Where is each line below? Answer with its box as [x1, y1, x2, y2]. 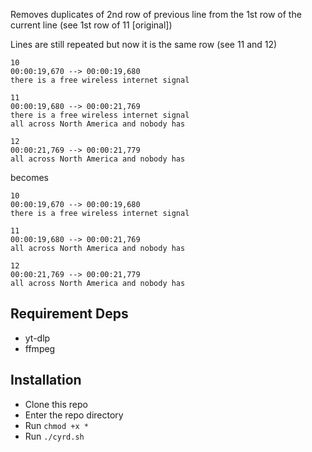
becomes [10, 172, 49, 183]
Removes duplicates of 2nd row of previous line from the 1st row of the [10, 9, 302, 20]
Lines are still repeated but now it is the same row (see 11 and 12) [10, 39, 278, 50]
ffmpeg [24, 342, 56, 354]
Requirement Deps [10, 305, 129, 323]
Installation [10, 372, 82, 389]
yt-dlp [24, 332, 51, 344]
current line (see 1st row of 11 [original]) [10, 19, 173, 31]
